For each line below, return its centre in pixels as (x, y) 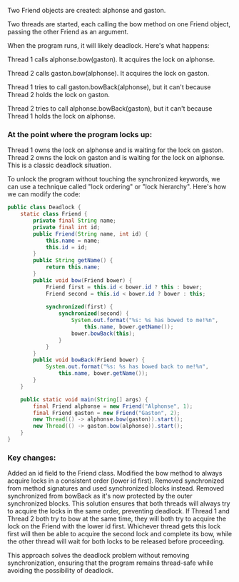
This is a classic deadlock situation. (60, 165)
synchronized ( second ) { (94, 313)
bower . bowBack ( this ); (103, 333)
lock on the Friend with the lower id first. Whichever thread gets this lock (114, 526)
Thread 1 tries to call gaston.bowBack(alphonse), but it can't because (110, 87)
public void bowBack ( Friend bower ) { (89, 360)
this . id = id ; (66, 247)
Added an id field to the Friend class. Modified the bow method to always (115, 473)
